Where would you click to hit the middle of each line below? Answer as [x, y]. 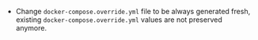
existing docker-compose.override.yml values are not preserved [119, 20]
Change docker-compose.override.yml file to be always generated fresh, [133, 11]
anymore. [31, 28]
